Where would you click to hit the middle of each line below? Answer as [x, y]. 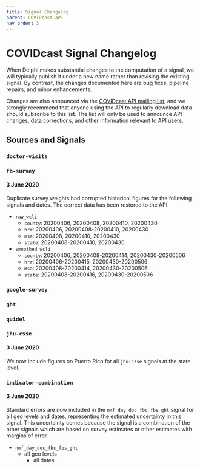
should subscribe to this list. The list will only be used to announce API [94, 114]
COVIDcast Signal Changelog [81, 53]
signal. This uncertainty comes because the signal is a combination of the [98, 422]
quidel [16, 319]
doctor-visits [27, 156]
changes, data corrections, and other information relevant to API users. [95, 121]
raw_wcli [26, 217]
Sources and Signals [46, 139]
